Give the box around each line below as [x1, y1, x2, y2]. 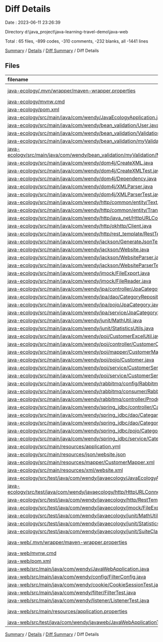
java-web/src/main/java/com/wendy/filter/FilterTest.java [7, 589, 136, 596]
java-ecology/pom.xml [7, 106, 60, 112]
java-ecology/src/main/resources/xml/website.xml [7, 466, 123, 473]
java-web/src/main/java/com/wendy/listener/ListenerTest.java [7, 597, 149, 604]
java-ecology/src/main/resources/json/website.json [7, 451, 126, 458]
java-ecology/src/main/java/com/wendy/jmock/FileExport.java [7, 270, 150, 276]
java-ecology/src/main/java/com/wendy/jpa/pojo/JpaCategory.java [7, 301, 162, 308]
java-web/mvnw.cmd [7, 549, 57, 556]
